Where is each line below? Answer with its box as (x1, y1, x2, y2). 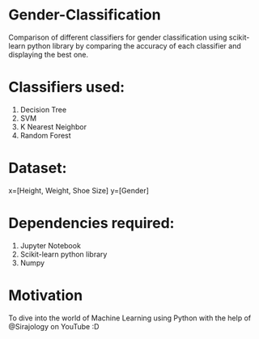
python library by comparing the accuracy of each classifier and (27, 40, 241, 50)
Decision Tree (19, 104, 67, 114)
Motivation (8, 286, 83, 304)
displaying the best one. (8, 49, 89, 59)
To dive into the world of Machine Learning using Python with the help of (8, 313, 252, 323)
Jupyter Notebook (19, 240, 81, 250)
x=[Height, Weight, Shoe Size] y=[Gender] (8, 185, 150, 195)
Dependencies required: (8, 214, 175, 232)
